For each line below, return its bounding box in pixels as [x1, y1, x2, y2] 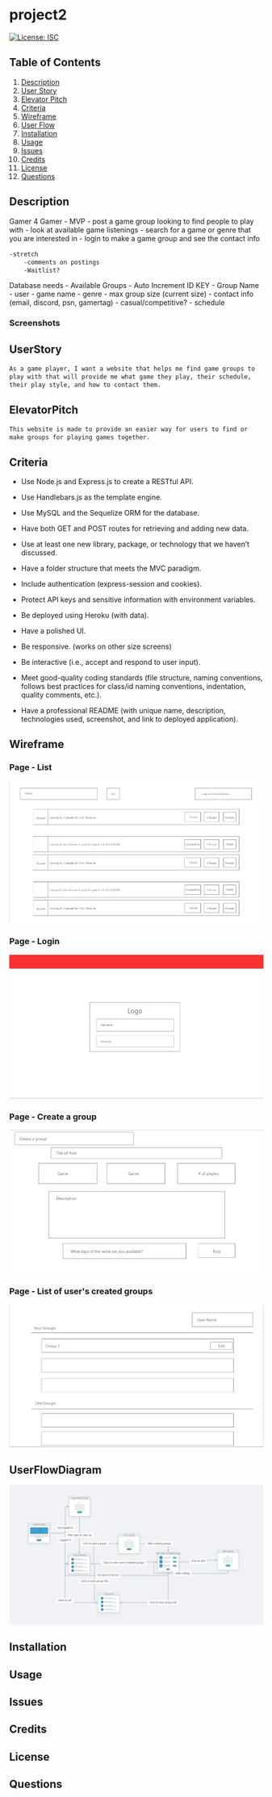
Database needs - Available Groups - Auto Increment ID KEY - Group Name [9, 280, 260, 290]
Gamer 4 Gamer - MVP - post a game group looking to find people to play [9, 216, 254, 226]
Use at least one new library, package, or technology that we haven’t [20, 539, 249, 549]
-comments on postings [23, 258, 100, 266]
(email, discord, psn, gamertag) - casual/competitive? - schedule [9, 297, 225, 307]
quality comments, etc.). [20, 690, 102, 700]
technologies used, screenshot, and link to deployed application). [20, 714, 239, 724]
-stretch [9, 250, 39, 258]
